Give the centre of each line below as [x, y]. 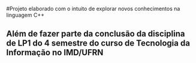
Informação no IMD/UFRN [55, 52]
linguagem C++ [25, 15]
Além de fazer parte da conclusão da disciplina [96, 34]
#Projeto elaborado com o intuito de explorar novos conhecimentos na [93, 9]
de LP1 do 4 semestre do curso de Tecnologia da [98, 43]
